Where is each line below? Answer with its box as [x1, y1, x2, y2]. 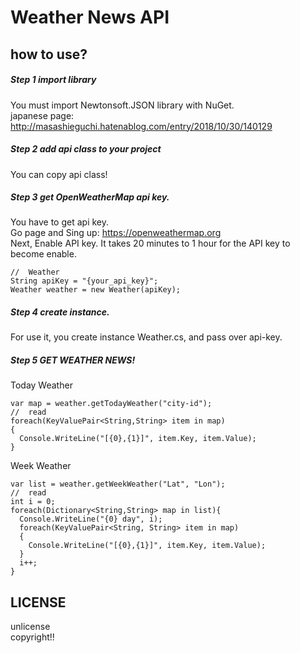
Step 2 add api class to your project [10, 143, 162, 155]
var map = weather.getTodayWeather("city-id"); [10, 399, 213, 409]
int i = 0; [10, 497, 56, 507]
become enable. [10, 248, 77, 260]
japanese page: [10, 109, 75, 121]
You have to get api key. [10, 216, 110, 228]
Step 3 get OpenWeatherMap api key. [10, 191, 170, 203]
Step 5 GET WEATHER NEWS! [10, 354, 136, 366]
